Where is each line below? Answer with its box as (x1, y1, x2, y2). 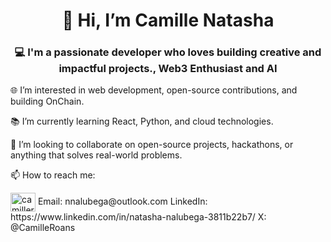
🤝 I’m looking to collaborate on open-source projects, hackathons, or (10, 139, 294, 151)
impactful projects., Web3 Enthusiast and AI (58, 62, 278, 76)
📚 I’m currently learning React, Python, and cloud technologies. (10, 115, 274, 128)
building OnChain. (10, 95, 85, 108)
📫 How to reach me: (10, 169, 96, 181)
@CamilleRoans (10, 222, 76, 234)
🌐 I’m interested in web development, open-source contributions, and (10, 84, 298, 96)
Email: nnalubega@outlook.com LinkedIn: (37, 195, 208, 208)
